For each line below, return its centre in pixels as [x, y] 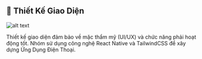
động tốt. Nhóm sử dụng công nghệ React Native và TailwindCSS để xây [96, 43]
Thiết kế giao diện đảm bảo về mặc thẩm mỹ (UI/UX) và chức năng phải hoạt [101, 37]
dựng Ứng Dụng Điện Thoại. [41, 49]
